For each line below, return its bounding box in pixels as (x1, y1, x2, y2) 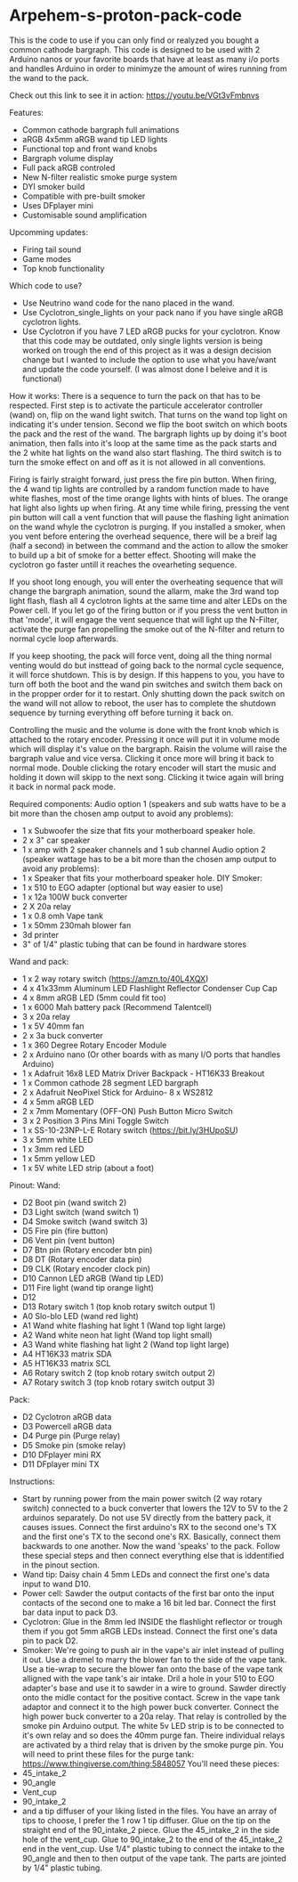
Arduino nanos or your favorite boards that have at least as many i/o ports (9, 53, 280, 64)
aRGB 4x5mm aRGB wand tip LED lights (21, 134, 168, 144)
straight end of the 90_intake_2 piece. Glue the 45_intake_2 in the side (21, 1824, 280, 1835)
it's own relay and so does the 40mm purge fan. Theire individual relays (21, 1730, 286, 1740)
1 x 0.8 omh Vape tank (21, 910, 104, 921)
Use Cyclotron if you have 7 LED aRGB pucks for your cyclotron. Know (21, 326, 280, 337)
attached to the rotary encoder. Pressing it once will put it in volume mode (9, 734, 280, 745)
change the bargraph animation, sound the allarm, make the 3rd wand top (9, 585, 279, 597)
